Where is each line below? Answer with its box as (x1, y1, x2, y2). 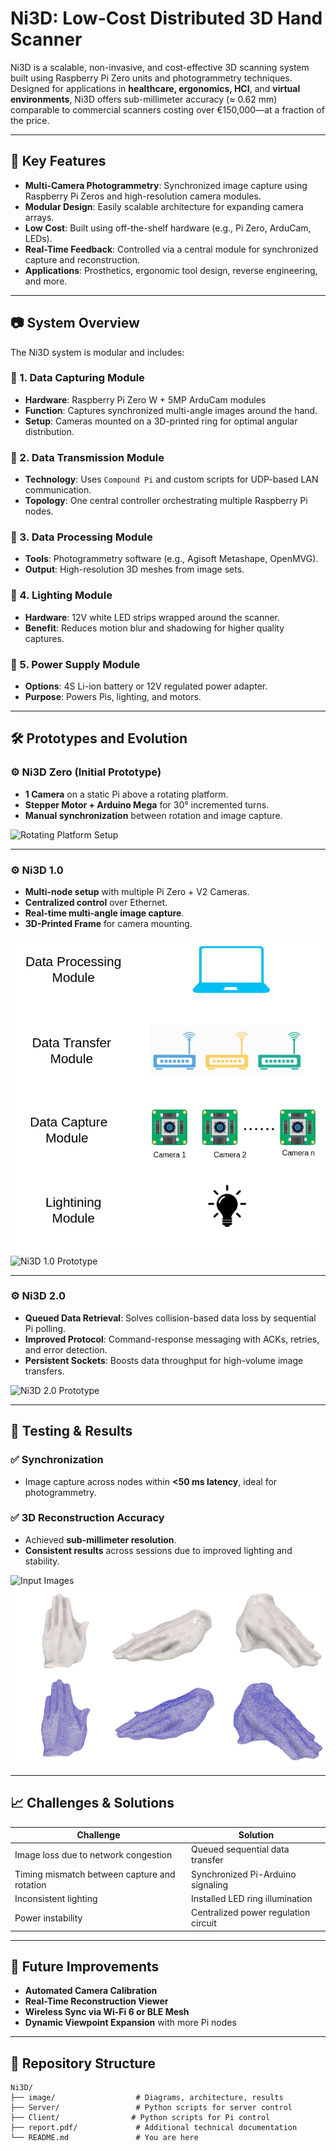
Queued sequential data (191, 1843, 290, 1856)
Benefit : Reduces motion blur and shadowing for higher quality (24, 622, 285, 634)
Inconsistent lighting (14, 1892, 98, 1904)
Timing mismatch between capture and (14, 1868, 176, 1880)
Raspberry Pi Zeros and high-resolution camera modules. (24, 190, 262, 202)
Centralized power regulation (191, 1907, 311, 1919)
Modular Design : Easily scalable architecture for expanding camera (24, 200, 304, 212)
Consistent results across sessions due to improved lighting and (24, 1544, 293, 1556)
